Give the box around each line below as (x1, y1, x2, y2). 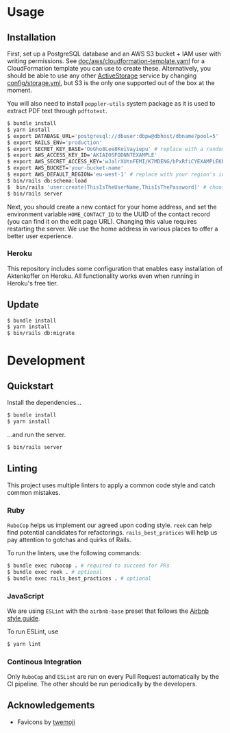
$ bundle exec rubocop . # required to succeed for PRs (7, 562, 170, 569)
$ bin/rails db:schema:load (7, 177, 88, 184)
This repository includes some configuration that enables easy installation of (7, 264, 223, 272)
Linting (7, 463, 38, 474)
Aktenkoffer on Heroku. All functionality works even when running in (7, 272, 200, 280)
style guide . (7, 614, 40, 622)
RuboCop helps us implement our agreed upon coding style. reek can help (7, 521, 212, 529)
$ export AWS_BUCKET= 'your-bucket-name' (7, 165, 125, 172)
